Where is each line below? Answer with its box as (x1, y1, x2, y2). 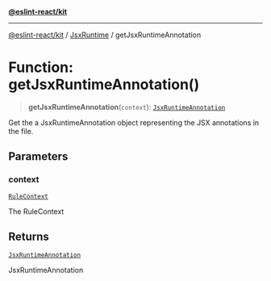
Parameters (8, 149, 69, 164)
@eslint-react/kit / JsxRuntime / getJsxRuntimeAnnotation (8, 30, 202, 40)
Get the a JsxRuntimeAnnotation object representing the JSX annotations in (8, 117, 260, 128)
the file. (8, 126, 34, 136)
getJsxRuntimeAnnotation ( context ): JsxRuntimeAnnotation (27, 102, 226, 111)
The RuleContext (8, 206, 65, 216)
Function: (8, 58, 74, 77)
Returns (8, 230, 50, 244)
